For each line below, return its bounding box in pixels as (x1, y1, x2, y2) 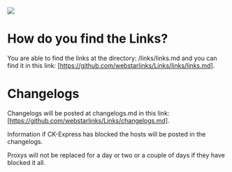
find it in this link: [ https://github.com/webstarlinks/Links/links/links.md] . (7, 61, 215, 69)
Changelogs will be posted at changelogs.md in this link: (7, 108, 170, 117)
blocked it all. (7, 158, 45, 166)
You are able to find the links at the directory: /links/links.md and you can (7, 54, 218, 62)
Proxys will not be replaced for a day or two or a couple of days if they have (7, 150, 225, 159)
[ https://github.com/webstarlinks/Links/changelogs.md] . (7, 116, 170, 124)
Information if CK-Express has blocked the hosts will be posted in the (7, 129, 206, 138)
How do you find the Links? (7, 31, 168, 47)
